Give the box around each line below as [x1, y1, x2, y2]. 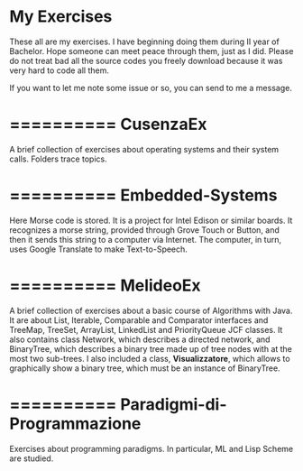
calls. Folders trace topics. [9, 153, 107, 164]
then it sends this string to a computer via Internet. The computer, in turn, [9, 234, 282, 245]
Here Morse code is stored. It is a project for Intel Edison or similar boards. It [9, 215, 293, 226]
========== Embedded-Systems [9, 185, 278, 206]
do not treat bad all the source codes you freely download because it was [9, 55, 283, 66]
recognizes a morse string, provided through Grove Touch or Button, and [9, 224, 280, 235]
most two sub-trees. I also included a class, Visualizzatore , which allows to [9, 353, 290, 364]
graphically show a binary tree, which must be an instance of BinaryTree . [9, 363, 281, 374]
